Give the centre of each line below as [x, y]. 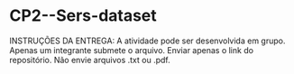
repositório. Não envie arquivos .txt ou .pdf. [90, 60]
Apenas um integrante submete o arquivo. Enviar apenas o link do [132, 50]
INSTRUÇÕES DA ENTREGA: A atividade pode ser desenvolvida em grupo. [147, 41]
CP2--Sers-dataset [83, 16]
